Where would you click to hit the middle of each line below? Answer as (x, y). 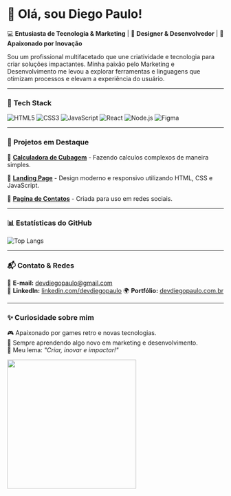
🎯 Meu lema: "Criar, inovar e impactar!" (63, 350)
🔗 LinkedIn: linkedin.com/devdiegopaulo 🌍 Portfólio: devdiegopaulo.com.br (115, 291)
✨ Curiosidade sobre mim (51, 318)
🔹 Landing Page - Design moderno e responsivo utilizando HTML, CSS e (110, 177)
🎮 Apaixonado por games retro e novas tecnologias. (82, 333)
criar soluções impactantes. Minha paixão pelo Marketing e (91, 64)
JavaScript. (23, 185)
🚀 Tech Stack (30, 103)
